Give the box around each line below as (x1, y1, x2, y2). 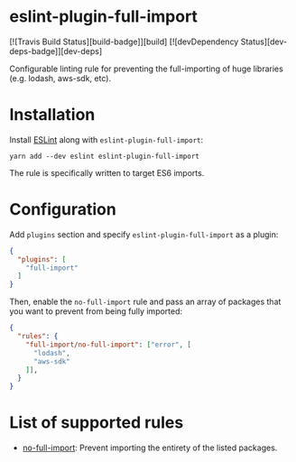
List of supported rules (9, 412, 184, 433)
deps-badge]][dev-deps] (9, 45, 103, 56)
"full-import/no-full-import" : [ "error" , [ (25, 340, 192, 349)
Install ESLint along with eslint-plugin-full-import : (9, 134, 204, 145)
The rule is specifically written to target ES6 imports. (9, 167, 205, 178)
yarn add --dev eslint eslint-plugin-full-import (9, 152, 200, 161)
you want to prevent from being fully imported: (9, 306, 183, 317)
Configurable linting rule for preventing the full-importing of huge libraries (9, 63, 284, 74)
